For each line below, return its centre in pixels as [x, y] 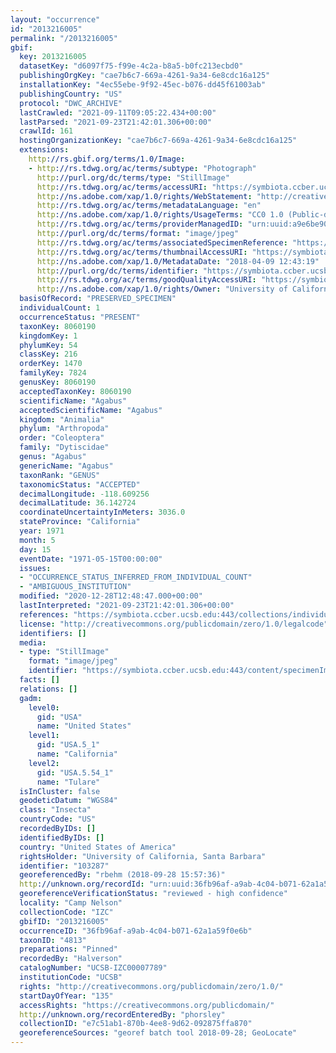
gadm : [31, 698]
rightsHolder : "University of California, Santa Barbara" [143, 856]
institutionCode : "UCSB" [71, 977]
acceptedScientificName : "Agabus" [91, 410]
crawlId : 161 [46, 131]
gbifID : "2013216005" [64, 921]
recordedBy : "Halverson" [71, 959]
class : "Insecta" [55, 810]
